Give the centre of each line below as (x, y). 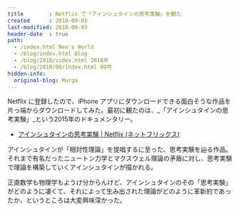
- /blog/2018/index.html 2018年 (61, 61)
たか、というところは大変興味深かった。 (67, 200)
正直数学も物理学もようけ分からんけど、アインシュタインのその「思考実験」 (119, 182)
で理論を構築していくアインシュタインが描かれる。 (82, 168)
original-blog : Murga (46, 80)
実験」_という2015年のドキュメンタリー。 (75, 119)
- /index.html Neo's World (54, 47)
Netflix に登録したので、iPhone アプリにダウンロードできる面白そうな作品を (119, 101)
